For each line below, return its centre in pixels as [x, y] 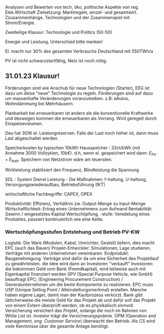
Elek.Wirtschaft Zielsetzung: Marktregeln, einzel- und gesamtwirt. [71, 12]
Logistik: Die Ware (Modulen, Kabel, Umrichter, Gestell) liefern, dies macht [80, 243]
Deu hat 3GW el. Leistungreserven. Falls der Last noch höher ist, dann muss [82, 133]
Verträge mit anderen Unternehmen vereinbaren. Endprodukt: [67, 253]
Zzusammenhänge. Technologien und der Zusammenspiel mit [67, 17]
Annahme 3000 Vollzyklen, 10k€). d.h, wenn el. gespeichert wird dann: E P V [81, 153]
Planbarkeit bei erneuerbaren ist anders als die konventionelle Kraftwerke [79, 113]
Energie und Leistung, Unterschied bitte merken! [54, 42]
